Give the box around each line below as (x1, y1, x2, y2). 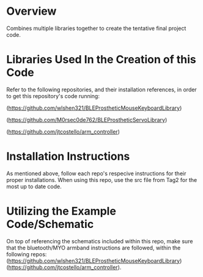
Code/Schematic (6, 218, 94, 231)
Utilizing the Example (6, 204, 116, 218)
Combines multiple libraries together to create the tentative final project (6, 25, 186, 32)
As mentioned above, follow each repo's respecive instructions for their (6, 170, 186, 177)
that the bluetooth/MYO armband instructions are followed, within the (6, 244, 181, 251)
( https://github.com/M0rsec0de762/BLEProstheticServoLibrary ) (6, 116, 168, 123)
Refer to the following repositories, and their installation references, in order (6, 86, 197, 93)
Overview (6, 4, 57, 18)
